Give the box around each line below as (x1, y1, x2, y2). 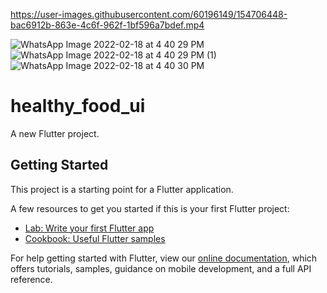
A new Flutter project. (10, 127, 100, 139)
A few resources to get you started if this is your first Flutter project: (10, 202, 290, 214)
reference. (10, 273, 53, 285)
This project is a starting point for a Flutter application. (10, 183, 234, 195)
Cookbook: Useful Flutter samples (24, 232, 166, 244)
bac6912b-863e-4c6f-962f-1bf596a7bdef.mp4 (10, 19, 205, 31)
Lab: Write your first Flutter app (24, 222, 155, 234)
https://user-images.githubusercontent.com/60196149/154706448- (10, 9, 288, 20)
